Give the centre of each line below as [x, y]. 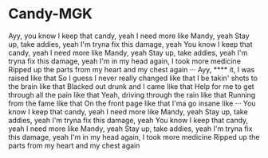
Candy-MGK [51, 14]
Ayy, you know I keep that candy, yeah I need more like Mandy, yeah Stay [129, 36]
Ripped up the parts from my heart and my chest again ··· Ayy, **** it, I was [132, 69]
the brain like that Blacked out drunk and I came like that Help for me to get [131, 86]
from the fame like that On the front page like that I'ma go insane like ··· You [132, 103]
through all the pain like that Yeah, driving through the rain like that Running [132, 94]
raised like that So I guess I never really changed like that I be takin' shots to [133, 78]
